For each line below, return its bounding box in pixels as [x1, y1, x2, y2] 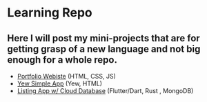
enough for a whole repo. [7, 54, 117, 65]
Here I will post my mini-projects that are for [7, 32, 200, 44]
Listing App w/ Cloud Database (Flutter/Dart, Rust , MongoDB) [17, 87, 194, 94]
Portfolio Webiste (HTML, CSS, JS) [17, 72, 116, 80]
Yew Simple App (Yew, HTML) [17, 79, 102, 88]
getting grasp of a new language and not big [7, 43, 201, 54]
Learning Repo [7, 5, 92, 21]
